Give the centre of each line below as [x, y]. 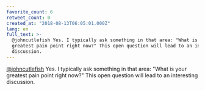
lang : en [17, 29]
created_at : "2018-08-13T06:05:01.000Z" [59, 23]
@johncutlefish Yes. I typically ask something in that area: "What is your [97, 69]
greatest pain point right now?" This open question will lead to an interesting [102, 75]
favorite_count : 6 [30, 12]
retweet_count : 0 [28, 18]
